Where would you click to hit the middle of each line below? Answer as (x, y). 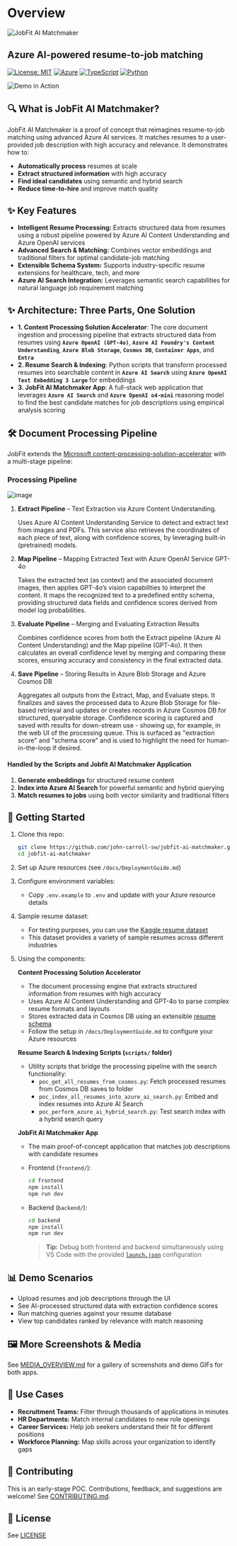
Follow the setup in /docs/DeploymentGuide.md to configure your (121, 1032)
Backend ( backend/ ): (58, 1207)
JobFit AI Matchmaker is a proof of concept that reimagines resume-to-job (116, 130)
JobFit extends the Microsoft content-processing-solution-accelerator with (117, 454)
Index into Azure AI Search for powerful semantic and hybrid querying (121, 787)
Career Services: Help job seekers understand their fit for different (115, 1426)
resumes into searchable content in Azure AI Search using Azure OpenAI (122, 373)
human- (218, 740)
